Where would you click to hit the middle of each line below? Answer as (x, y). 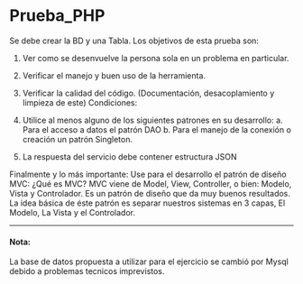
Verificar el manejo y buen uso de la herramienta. (114, 75)
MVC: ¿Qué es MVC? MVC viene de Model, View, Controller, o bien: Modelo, (151, 183)
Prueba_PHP (57, 16)
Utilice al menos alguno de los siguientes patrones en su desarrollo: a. (152, 120)
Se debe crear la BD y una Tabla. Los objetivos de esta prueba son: (134, 41)
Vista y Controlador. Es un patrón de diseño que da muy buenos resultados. (150, 193)
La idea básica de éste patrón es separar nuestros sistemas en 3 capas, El (147, 203)
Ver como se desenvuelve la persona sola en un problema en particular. (156, 58)
